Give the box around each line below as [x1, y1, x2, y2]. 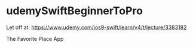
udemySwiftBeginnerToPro [6, 4, 143, 18]
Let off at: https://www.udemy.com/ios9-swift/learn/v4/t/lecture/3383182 [6, 24, 187, 31]
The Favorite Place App [6, 35, 64, 42]
